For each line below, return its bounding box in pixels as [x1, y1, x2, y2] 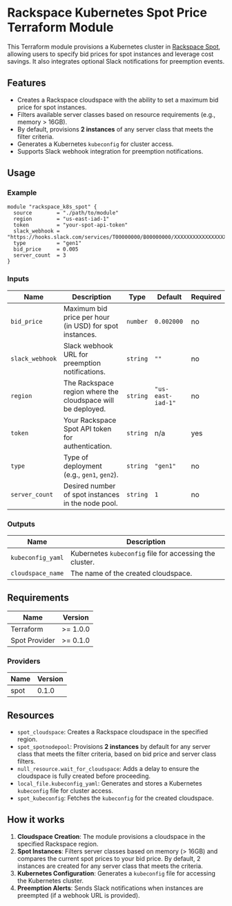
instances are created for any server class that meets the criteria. [17, 862, 204, 870]
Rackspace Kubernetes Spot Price [7, 5, 207, 21]
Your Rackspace [63, 415, 117, 425]
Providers [7, 656, 41, 666]
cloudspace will [63, 395, 115, 405]
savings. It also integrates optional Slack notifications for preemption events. [7, 57, 225, 65]
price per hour [63, 312, 110, 322]
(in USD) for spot [63, 320, 119, 330]
